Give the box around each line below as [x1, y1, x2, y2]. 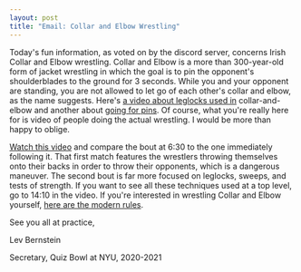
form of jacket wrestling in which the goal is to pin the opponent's [9, 65, 255, 77]
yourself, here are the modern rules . [9, 199, 144, 209]
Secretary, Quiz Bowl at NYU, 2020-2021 [9, 251, 162, 263]
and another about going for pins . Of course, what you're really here [34, 104, 289, 115]
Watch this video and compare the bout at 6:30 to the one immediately [9, 141, 274, 152]
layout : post [9, 13, 59, 23]
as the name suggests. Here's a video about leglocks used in [9, 94, 238, 105]
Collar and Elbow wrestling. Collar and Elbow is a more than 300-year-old [9, 56, 284, 67]
